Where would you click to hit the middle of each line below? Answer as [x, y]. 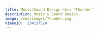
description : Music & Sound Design [42, 14]
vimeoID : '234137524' [27, 23]
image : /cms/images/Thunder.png [38, 18]
